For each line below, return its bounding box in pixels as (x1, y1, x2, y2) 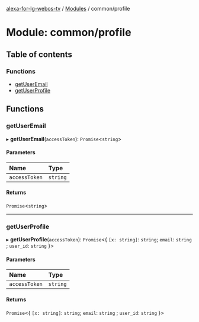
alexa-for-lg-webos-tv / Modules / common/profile (6, 5, 130, 12)
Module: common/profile (6, 26, 131, 39)
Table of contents (6, 49, 72, 59)
